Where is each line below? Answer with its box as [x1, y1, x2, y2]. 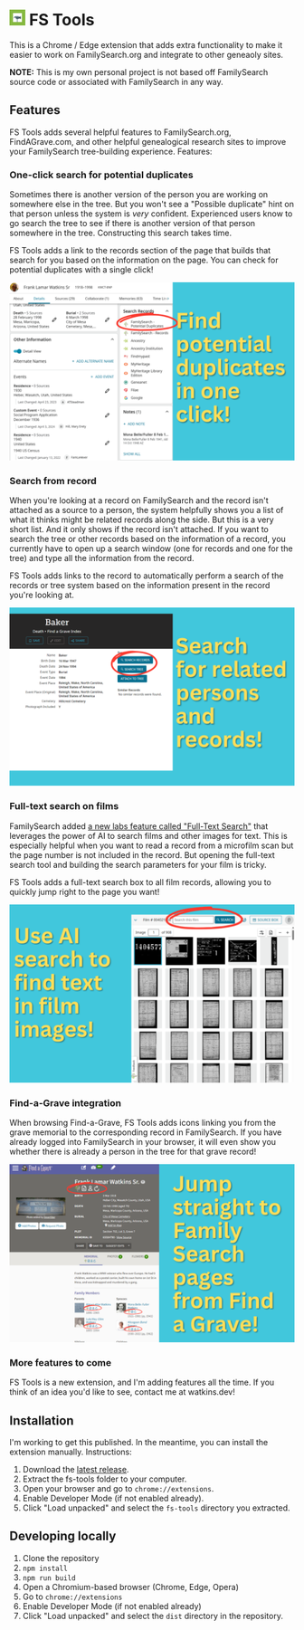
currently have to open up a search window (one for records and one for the [9, 543, 293, 554]
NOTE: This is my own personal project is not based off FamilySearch [9, 66, 269, 77]
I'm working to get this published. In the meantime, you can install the [9, 1437, 269, 1448]
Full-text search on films [9, 800, 119, 813]
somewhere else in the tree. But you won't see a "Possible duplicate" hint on [9, 199, 294, 210]
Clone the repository [22, 1552, 100, 1563]
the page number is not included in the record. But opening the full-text [9, 849, 276, 860]
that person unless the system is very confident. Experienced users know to [9, 208, 293, 219]
